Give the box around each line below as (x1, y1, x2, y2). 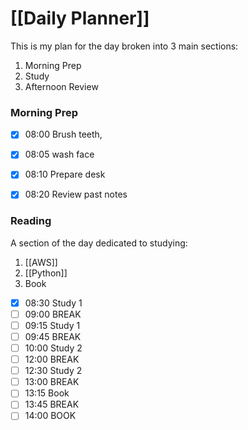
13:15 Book (24, 387, 70, 399)
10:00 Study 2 (24, 342, 83, 354)
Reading (10, 214, 52, 228)
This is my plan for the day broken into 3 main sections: (10, 40, 239, 52)
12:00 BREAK (24, 353, 80, 366)
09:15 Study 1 (24, 319, 81, 331)
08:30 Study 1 (24, 297, 83, 309)
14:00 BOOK (24, 410, 77, 422)
